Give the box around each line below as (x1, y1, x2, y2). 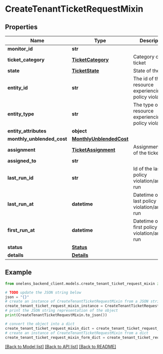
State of (133, 67, 151, 74)
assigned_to (7, 157, 36, 164)
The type (133, 101, 154, 108)
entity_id (7, 84, 28, 91)
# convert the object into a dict (5, 321, 75, 326)
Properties (5, 23, 38, 31)
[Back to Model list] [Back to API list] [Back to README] (5, 344, 116, 350)
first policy (133, 224, 158, 230)
